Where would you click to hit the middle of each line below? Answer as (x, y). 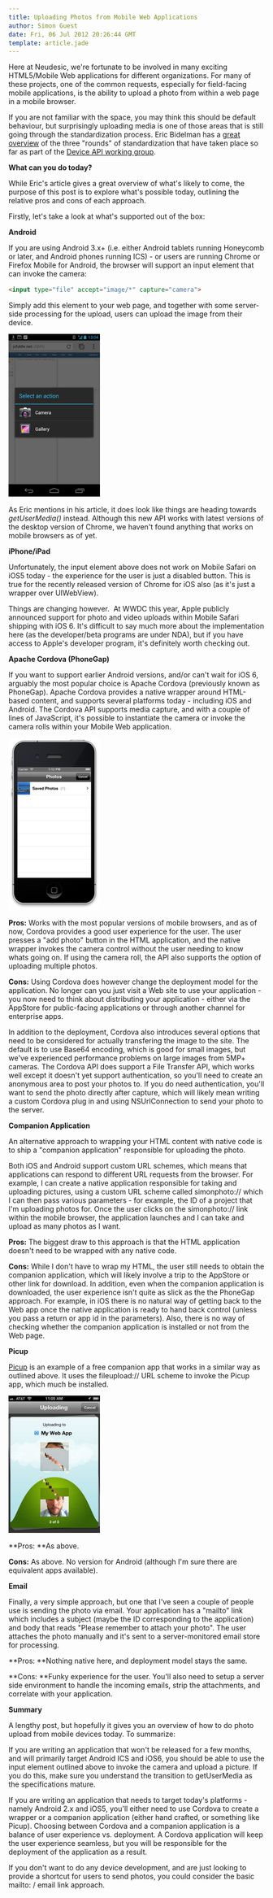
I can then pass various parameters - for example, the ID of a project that (131, 1200)
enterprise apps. (36, 1016)
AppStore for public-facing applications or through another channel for (127, 1008)
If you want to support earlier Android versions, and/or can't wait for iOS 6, (133, 675)
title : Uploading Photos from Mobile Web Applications (103, 17)
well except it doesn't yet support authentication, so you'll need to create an (136, 1075)
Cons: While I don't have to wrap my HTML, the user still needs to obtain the (136, 1267)
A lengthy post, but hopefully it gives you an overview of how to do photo (131, 1726)
